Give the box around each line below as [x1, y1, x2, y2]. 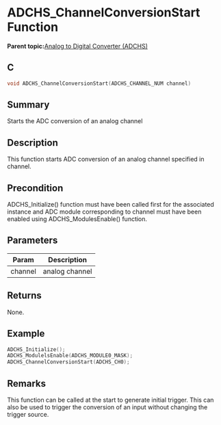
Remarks [7, 378, 47, 389]
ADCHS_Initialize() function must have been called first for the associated [7, 201, 214, 209]
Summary [7, 99, 50, 111]
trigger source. [7, 410, 49, 418]
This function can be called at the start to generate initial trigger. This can [7, 396, 214, 404]
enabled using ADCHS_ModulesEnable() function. [7, 215, 148, 223]
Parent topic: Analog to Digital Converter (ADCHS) [7, 42, 148, 50]
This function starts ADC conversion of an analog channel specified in [7, 155, 205, 164]
